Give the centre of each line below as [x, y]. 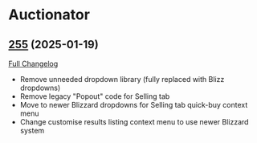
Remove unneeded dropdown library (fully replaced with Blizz [122, 79]
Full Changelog [33, 63]
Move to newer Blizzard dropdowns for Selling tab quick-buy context [134, 105]
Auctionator [49, 15]
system [32, 131]
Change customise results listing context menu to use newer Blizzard [134, 122]
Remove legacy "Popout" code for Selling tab [95, 96]
